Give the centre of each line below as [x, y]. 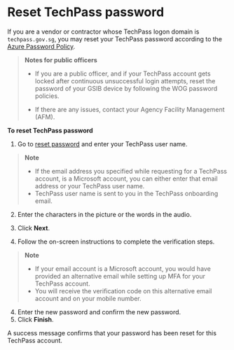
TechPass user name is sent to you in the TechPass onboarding [126, 193]
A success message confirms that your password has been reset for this [112, 332]
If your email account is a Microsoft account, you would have [123, 268]
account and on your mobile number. [88, 298]
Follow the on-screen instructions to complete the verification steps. [116, 241]
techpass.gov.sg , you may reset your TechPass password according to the [115, 38]
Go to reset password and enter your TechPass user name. [102, 143]
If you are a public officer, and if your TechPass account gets [123, 73]
